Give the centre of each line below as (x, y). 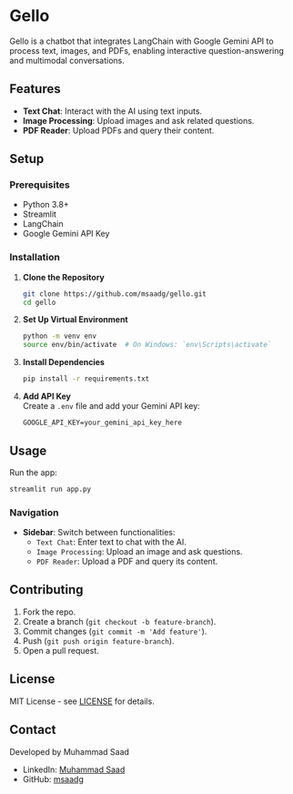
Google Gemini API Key (66, 234)
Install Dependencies (63, 362)
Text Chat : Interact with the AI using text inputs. (112, 111)
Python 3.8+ (46, 205)
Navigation (34, 513)
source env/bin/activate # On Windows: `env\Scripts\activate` (147, 345)
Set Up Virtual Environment (76, 320)
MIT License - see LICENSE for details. (82, 701)
